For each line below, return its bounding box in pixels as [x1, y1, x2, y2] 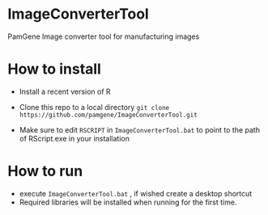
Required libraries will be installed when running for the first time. [19, 197, 237, 207]
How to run [7, 162, 83, 180]
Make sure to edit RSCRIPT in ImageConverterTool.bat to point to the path [19, 124, 261, 134]
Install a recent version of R [19, 86, 111, 96]
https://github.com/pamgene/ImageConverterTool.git [19, 111, 198, 119]
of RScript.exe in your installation [19, 133, 130, 143]
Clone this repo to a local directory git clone [19, 102, 170, 112]
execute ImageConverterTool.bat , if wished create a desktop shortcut [19, 188, 253, 198]
